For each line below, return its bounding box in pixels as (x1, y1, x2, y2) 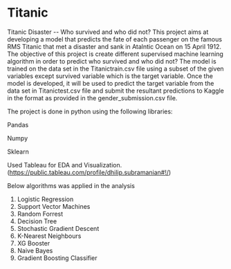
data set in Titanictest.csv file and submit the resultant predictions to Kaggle (7, 86, 225, 95)
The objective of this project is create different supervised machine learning (7, 50, 223, 58)
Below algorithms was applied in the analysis (7, 181, 135, 189)
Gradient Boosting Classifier (17, 254, 98, 262)
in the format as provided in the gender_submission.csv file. (7, 93, 178, 102)
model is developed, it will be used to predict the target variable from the (7, 79, 214, 87)
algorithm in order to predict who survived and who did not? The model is (7, 57, 216, 65)
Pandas (7, 120, 29, 129)
